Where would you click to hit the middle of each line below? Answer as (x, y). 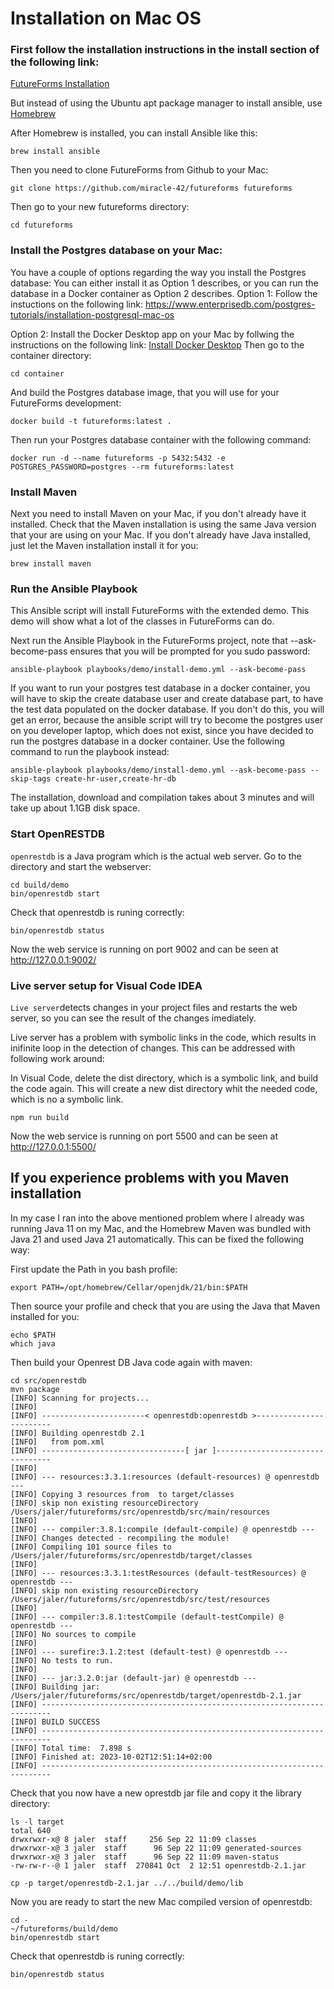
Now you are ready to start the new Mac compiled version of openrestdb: (161, 1901)
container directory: (51, 355)
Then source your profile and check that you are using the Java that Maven (165, 1306)
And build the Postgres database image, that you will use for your (145, 392)
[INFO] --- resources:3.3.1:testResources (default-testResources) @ (158, 1573)
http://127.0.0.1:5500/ (53, 1146)
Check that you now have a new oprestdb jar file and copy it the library (156, 1793)
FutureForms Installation (60, 84)
